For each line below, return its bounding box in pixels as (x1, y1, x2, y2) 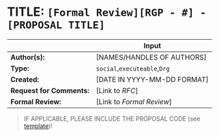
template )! (23, 121, 53, 130)
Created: (10, 75, 40, 84)
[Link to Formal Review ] (96, 97, 173, 106)
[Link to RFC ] (96, 86, 138, 95)
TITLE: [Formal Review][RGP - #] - (7, 4, 207, 20)
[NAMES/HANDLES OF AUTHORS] (96, 52, 207, 62)
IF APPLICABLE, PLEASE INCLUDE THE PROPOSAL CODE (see (23, 114, 201, 123)
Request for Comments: (10, 86, 90, 95)
